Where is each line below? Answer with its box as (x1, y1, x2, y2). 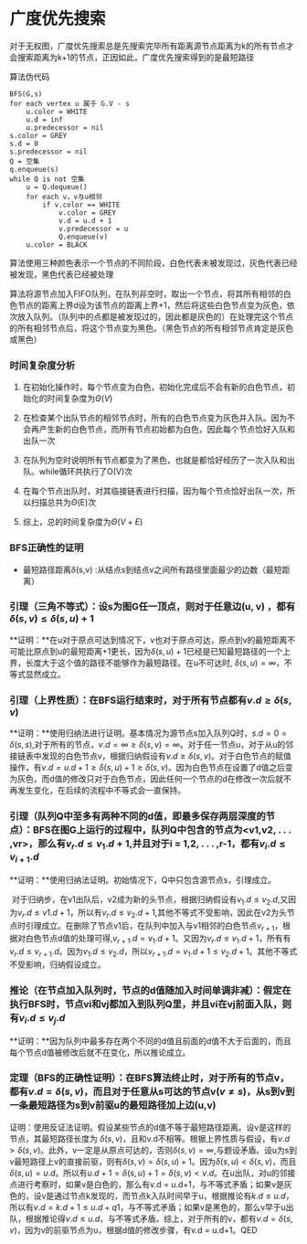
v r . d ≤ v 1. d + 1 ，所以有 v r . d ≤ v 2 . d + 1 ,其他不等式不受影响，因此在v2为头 (17, 907, 288, 920)
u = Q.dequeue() (26, 182, 89, 192)
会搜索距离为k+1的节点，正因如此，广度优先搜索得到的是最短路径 (9, 51, 255, 62)
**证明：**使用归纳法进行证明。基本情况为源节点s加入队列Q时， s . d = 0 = (9, 728, 288, 739)
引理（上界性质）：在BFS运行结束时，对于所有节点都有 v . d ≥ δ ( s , (9, 694, 292, 707)
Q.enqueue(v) (58, 232, 108, 241)
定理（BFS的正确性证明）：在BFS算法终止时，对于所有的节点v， (9, 1071, 290, 1084)
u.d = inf (26, 115, 64, 124)
